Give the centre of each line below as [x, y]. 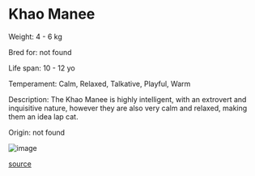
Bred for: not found [40, 52]
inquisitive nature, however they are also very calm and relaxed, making [128, 108]
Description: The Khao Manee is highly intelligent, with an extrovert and [127, 99]
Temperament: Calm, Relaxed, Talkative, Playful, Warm [100, 84]
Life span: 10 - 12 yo [42, 68]
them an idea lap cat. [43, 116]
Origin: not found [37, 132]
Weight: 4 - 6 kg [35, 36]
